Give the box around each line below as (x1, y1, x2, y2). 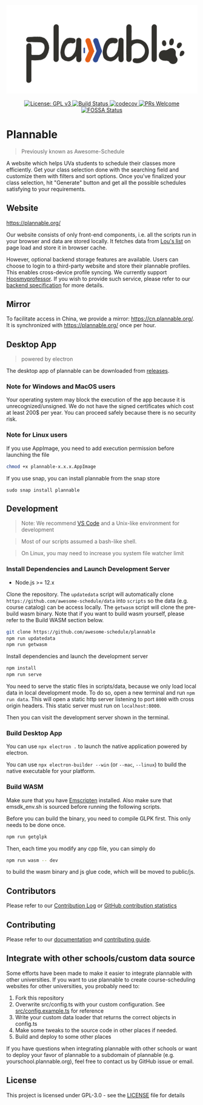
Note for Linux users (6, 431, 68, 439)
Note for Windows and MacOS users (6, 383, 116, 391)
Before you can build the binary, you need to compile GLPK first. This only (6, 814, 191, 822)
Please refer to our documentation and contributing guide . (6, 936, 151, 943)
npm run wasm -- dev (6, 857, 59, 864)
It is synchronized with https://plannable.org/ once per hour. (6, 322, 156, 329)
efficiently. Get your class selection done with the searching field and (6, 166, 179, 173)
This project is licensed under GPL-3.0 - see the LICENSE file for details (6, 1091, 185, 1099)
